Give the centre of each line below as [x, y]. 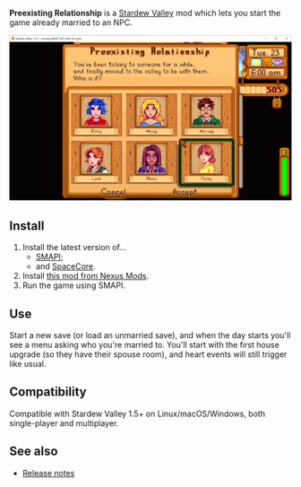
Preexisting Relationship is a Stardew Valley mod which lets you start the [145, 13]
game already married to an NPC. [71, 22]
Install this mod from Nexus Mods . [86, 276]
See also [34, 452]
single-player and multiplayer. [64, 423]
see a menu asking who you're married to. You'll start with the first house [144, 344]
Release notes [48, 473]
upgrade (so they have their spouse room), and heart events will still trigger [148, 354]
